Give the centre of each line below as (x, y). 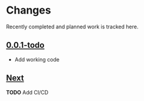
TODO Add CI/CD (27, 92)
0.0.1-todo (25, 45)
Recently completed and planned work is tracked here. (72, 27)
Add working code (37, 59)
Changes (29, 10)
